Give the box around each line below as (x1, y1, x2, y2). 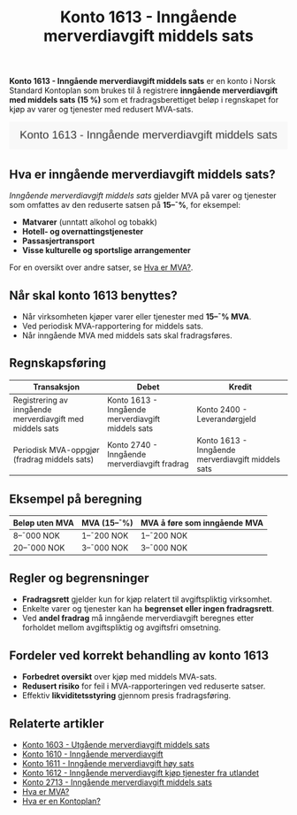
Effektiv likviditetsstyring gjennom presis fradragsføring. (21, 690, 232, 701)
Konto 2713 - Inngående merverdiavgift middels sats (21, 777, 212, 788)
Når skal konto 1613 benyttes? (9, 288, 179, 303)
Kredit (228, 381, 252, 392)
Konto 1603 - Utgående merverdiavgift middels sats (21, 740, 210, 750)
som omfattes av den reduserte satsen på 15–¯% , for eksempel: (9, 200, 241, 211)
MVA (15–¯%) (80, 517, 133, 528)
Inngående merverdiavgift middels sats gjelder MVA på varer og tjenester (9, 190, 277, 201)
